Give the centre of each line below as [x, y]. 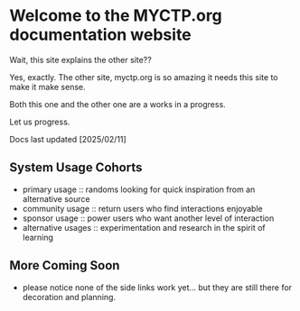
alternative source [56, 198]
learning [38, 237]
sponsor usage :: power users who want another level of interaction [148, 218]
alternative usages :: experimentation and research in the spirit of [144, 227]
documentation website [100, 35]
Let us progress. [40, 122]
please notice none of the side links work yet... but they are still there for [157, 287]
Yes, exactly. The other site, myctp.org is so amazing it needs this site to [144, 77]
